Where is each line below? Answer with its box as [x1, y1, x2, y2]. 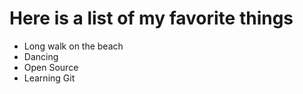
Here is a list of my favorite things [9, 7, 294, 30]
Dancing [23, 50, 59, 62]
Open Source [23, 61, 79, 73]
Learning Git [23, 72, 76, 84]
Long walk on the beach [23, 40, 124, 52]
